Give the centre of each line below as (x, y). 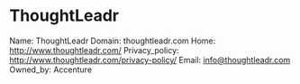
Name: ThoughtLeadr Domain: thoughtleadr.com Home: (113, 41)
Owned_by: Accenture (51, 70)
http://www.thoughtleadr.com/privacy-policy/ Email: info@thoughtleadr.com (150, 60)
